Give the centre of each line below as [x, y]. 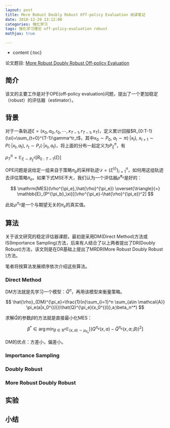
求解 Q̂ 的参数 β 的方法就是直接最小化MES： [49, 318]
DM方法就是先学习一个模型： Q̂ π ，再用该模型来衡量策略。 [65, 291]
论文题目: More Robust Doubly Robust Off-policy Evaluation [67, 63]
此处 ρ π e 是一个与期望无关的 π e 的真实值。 [47, 205]
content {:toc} [27, 52]
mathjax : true [20, 34]
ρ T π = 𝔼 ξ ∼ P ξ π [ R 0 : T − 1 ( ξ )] [33, 158]
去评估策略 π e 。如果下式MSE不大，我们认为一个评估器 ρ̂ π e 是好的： [74, 178]
